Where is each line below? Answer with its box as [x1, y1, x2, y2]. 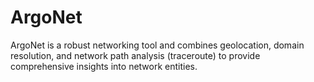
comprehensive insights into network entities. [10, 60, 198, 72]
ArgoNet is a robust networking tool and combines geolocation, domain [10, 39, 305, 51]
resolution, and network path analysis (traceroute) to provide [10, 49, 261, 61]
